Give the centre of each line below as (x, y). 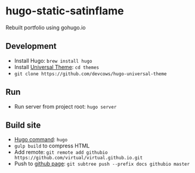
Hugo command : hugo (41, 140)
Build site (23, 125)
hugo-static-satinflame (65, 11)
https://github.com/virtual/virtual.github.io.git (78, 158)
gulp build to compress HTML (52, 146)
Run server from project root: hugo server (65, 106)
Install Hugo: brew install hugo (53, 60)
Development (31, 46)
